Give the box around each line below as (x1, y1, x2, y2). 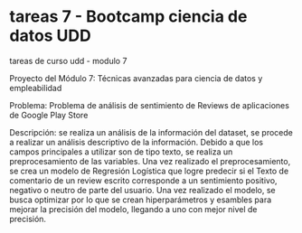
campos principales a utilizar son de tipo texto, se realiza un (9, 146, 233, 157)
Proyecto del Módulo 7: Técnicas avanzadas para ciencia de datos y (9, 72, 263, 83)
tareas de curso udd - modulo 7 (9, 55, 127, 66)
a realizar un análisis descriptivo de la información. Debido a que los (9, 136, 264, 147)
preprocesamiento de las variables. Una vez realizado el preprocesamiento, (9, 155, 291, 166)
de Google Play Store (9, 109, 89, 120)
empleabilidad (9, 82, 62, 93)
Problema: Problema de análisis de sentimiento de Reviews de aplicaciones (9, 99, 289, 110)
